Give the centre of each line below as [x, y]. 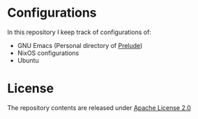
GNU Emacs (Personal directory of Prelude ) [80, 45]
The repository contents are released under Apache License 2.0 [99, 108]
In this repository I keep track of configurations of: [79, 32]
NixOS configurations [48, 53]
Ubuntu [28, 60]
